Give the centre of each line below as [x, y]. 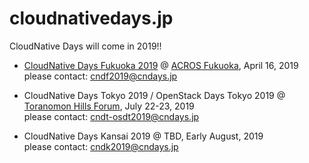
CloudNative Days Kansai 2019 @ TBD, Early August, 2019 [143, 136]
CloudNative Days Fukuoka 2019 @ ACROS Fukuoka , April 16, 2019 [161, 65]
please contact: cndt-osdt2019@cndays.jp [111, 116]
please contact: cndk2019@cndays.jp [101, 146]
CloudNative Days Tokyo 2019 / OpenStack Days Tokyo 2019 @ [154, 95]
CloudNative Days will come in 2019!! [85, 46]
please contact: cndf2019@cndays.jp [100, 76]
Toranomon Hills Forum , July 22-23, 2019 [109, 106]
